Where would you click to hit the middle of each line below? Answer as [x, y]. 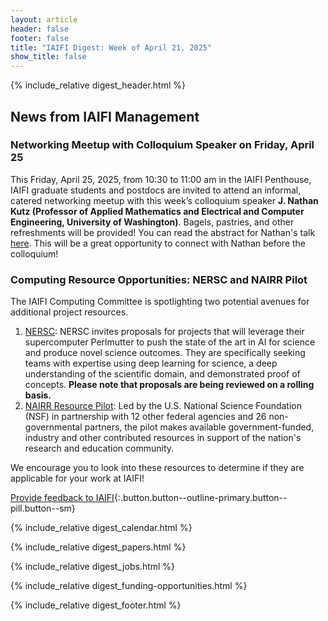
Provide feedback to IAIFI [62, 498]
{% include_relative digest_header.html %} [98, 85]
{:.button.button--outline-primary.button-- [200, 498]
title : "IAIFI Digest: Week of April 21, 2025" [111, 47]
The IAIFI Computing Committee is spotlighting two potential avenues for [160, 302]
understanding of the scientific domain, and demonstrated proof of [162, 374]
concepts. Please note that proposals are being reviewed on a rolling [169, 385]
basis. [38, 395]
